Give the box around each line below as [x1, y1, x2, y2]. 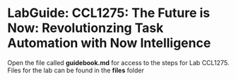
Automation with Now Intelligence [7, 35, 211, 51]
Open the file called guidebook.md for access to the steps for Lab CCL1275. [7, 58, 230, 67]
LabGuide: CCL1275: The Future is [7, 5, 211, 21]
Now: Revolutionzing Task [7, 20, 164, 36]
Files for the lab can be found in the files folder [7, 66, 145, 74]
